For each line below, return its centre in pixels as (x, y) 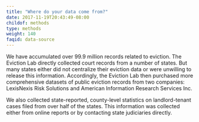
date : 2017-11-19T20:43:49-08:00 (48, 17)
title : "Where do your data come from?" (57, 12)
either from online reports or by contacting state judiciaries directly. (89, 112)
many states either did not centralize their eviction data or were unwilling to (99, 69)
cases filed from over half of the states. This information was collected (93, 106)
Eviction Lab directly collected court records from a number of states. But (97, 63)
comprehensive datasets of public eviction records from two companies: (96, 82)
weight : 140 (21, 34)
